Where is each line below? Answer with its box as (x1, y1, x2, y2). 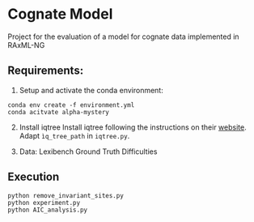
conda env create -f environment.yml (7, 100, 135, 109)
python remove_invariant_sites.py (7, 191, 125, 199)
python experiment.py (7, 199, 81, 207)
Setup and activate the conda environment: (19, 85, 163, 95)
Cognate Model (7, 5, 113, 23)
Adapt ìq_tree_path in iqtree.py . (19, 130, 130, 140)
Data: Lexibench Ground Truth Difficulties (19, 147, 158, 156)
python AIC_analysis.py (7, 206, 88, 214)
